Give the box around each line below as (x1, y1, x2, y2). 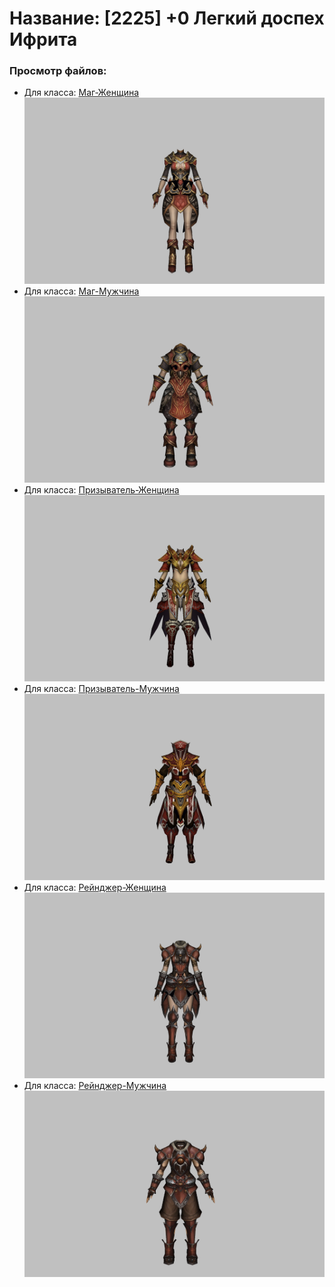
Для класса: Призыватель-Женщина (23, 484, 180, 496)
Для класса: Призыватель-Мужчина (23, 682, 180, 694)
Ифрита (9, 28, 78, 51)
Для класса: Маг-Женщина (23, 87, 140, 99)
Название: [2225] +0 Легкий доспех (9, 7, 325, 30)
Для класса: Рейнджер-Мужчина (23, 1080, 167, 1092)
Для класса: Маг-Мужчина (23, 285, 140, 297)
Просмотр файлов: (9, 64, 107, 78)
